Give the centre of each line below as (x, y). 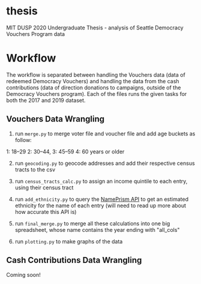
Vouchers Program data (35, 34)
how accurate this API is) (46, 212)
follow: (23, 140)
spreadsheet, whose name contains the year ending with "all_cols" (97, 229)
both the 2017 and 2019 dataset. (46, 100)
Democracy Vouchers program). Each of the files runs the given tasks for (97, 93)
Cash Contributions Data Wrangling (74, 260)
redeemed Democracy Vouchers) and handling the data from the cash (93, 81)
